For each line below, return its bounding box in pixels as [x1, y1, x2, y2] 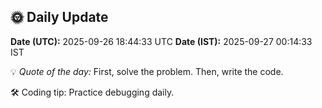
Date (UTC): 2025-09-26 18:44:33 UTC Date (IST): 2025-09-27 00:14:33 [10, 35, 313, 47]
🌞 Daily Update [10, 9, 109, 26]
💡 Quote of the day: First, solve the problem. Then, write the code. [10, 65, 284, 77]
